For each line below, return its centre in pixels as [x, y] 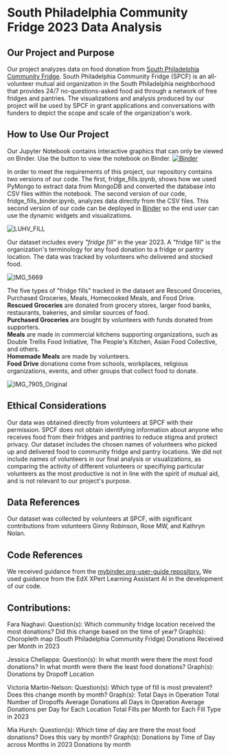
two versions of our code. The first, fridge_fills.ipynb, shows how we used [112, 179]
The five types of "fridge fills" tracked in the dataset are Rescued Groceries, [115, 291]
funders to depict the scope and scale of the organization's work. [100, 113]
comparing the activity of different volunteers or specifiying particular [106, 466]
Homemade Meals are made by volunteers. [69, 356]
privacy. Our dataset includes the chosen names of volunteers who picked [112, 444]
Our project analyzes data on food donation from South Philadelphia [103, 69]
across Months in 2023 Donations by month [69, 745]
